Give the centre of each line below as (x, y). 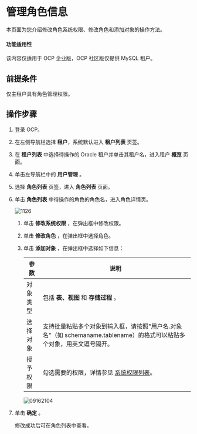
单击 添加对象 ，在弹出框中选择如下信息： (74, 248)
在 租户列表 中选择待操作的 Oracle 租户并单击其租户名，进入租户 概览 (98, 154)
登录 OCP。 (28, 129)
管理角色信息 (37, 12)
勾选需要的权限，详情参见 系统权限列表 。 (99, 372)
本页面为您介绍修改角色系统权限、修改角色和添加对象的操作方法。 (86, 29)
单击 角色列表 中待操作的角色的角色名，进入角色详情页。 (83, 199)
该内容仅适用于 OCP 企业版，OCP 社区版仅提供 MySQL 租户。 (81, 58)
